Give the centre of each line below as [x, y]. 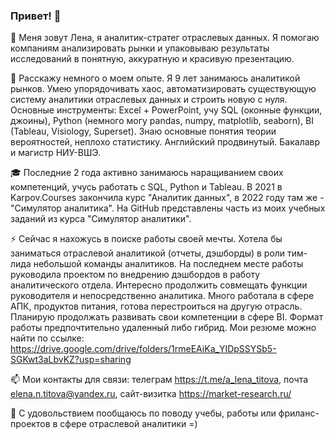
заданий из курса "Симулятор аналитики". [101, 219]
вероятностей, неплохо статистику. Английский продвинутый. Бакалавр [165, 142]
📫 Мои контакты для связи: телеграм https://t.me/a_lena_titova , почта [159, 380]
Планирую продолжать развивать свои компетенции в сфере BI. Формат [167, 317]
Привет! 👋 [36, 16]
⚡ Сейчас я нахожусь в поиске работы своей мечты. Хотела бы [146, 239]
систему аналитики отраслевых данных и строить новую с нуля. [149, 100]
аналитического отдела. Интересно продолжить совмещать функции [159, 285]
